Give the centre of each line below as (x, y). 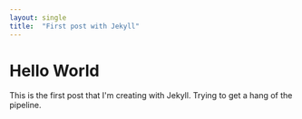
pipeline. (25, 105)
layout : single (38, 18)
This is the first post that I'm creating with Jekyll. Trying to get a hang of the (151, 96)
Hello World (54, 71)
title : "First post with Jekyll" (75, 26)
